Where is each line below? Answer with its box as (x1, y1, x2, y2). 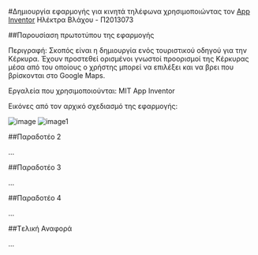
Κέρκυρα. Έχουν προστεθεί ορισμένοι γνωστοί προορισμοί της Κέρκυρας (8, 54, 250, 63)
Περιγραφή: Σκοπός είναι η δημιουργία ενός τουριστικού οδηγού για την (8, 46, 247, 54)
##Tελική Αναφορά (8, 224, 73, 233)
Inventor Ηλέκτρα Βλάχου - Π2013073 (8, 15, 134, 24)
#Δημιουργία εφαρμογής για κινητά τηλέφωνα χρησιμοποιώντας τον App (8, 7, 250, 16)
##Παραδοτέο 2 (8, 132, 62, 141)
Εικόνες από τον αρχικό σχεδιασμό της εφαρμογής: (8, 102, 178, 111)
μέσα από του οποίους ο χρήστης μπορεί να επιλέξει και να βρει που (8, 62, 234, 72)
